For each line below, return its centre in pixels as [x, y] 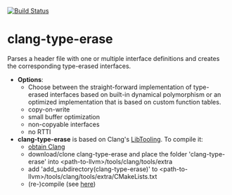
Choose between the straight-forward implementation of [110, 87]
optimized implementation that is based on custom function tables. [124, 102]
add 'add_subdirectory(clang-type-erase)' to [93, 169]
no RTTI [39, 132]
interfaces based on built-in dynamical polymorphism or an [135, 94]
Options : [30, 79]
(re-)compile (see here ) [62, 184]
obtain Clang [46, 147]
